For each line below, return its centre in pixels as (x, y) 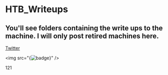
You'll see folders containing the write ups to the (84, 28)
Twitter (13, 48)
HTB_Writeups (37, 9)
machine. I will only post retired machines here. (82, 36)
